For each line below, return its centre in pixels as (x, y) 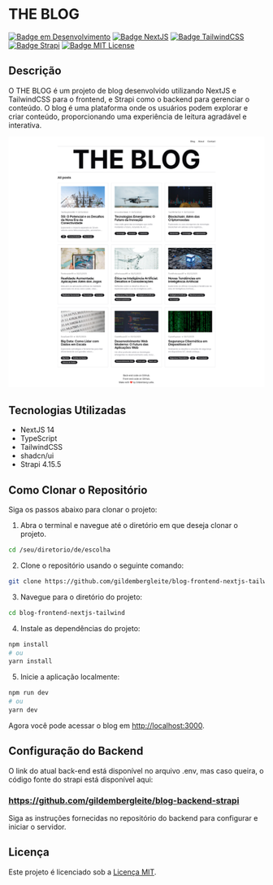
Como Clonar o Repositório (78, 490)
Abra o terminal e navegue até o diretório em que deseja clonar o (129, 525)
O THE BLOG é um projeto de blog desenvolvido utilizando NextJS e (123, 90)
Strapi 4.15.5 (41, 464)
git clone (25, 581)
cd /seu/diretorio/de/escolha (60, 550)
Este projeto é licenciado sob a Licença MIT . (82, 872)
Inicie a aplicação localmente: (70, 677)
